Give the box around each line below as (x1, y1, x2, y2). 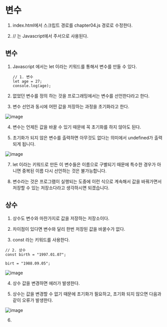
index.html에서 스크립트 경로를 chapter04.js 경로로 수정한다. (12, 22, 133, 28)
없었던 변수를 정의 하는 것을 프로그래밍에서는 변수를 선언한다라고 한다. (12, 93, 150, 99)
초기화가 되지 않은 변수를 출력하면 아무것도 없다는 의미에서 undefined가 (12, 135, 153, 141)
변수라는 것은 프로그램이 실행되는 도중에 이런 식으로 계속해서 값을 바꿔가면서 (12, 178, 162, 184)
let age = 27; (12, 79, 42, 84)
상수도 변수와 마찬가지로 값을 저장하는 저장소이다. (12, 215, 110, 221)
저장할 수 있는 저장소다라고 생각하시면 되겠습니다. (12, 184, 110, 190)
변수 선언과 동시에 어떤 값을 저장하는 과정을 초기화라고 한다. (12, 103, 130, 109)
